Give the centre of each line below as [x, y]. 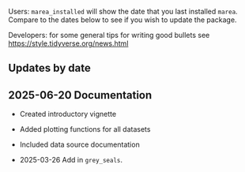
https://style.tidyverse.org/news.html [68, 43]
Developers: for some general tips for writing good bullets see [109, 35]
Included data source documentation [79, 144]
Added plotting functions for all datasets [85, 129]
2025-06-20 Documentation [80, 95]
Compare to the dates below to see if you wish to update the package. [122, 20]
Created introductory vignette [68, 114]
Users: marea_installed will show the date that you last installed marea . [123, 11]
